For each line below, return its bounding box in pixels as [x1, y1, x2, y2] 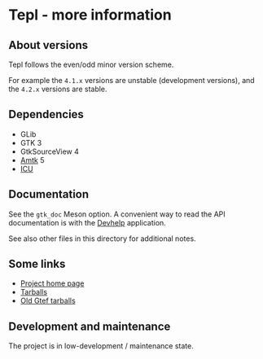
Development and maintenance [8, 319, 171, 333]
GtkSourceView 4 [20, 147, 80, 156]
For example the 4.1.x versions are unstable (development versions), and [8, 76, 255, 85]
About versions [8, 38, 88, 52]
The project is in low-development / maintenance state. [8, 341, 194, 351]
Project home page [20, 278, 85, 288]
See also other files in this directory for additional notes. [8, 234, 197, 243]
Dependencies [8, 107, 84, 121]
